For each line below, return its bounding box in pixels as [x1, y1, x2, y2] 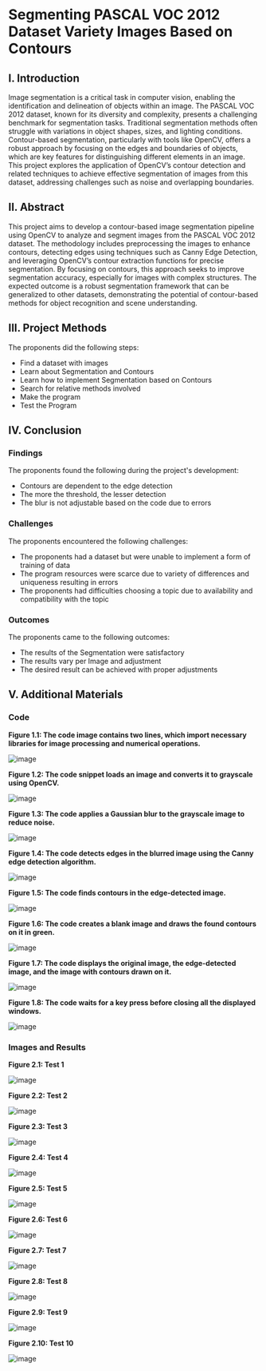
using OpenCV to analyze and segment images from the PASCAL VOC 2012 [8, 230, 256, 240]
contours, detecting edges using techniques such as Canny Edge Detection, [8, 247, 258, 256]
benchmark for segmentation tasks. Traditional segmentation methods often [8, 118, 258, 127]
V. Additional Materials [8, 688, 123, 701]
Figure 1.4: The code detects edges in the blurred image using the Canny [8, 848, 254, 858]
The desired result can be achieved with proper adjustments [19, 665, 218, 674]
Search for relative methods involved [19, 383, 141, 393]
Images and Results [8, 1041, 86, 1052]
